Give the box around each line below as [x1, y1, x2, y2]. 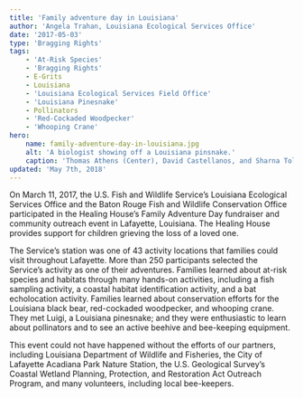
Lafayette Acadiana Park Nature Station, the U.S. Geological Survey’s [9, 359, 266, 370]
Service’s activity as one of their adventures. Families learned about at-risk [9, 264, 288, 276]
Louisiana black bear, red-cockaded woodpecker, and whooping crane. [9, 303, 275, 314]
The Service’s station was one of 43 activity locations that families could [9, 245, 279, 256]
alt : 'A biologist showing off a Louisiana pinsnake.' [25, 147, 236, 156]
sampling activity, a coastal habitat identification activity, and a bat [9, 284, 257, 295]
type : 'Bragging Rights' [9, 38, 103, 48]
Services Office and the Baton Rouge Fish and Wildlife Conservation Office [9, 199, 288, 210]
